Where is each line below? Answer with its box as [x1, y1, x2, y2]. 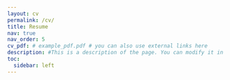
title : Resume [7, 23, 49, 30]
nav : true [7, 29, 36, 37]
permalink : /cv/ [7, 17, 55, 24]
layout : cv [7, 10, 39, 17]
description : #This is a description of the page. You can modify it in [7, 49, 224, 56]
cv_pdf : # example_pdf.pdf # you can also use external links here [7, 42, 208, 49]
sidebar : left [13, 62, 55, 69]
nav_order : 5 [7, 36, 45, 43]
